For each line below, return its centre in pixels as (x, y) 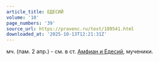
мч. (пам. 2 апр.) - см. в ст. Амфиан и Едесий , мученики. (80, 51)
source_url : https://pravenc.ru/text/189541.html (70, 29)
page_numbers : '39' (31, 23)
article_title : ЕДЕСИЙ (35, 12)
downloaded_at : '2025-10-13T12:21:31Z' (57, 34)
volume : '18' (23, 18)
